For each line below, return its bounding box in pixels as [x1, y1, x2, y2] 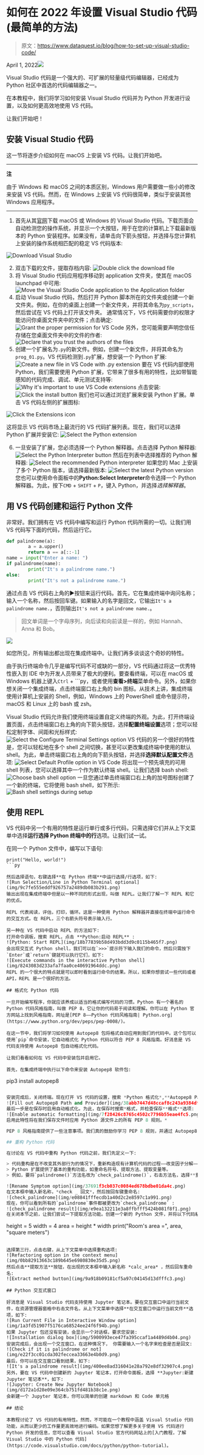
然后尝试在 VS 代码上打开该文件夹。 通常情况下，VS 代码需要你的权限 [15, 308, 190, 316]
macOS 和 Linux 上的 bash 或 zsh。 [6, 700, 95, 707]
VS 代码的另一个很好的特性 [127, 736, 195, 743]
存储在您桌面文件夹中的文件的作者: [15, 331, 102, 339]
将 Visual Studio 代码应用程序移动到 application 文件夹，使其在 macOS [15, 271, 192, 279]
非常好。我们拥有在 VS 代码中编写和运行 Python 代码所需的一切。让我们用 [6, 518, 191, 526]
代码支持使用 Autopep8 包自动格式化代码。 [6, 1043, 101, 1050]
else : [6, 572, 20, 578]
